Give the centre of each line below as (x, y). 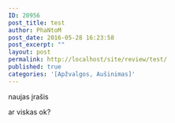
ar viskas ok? (30, 112)
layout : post (30, 52)
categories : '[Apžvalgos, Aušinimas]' (72, 74)
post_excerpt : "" (37, 45)
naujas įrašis (28, 96)
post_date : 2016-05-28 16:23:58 (61, 37)
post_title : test (37, 23)
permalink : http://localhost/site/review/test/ (88, 60)
